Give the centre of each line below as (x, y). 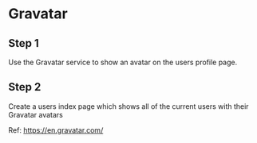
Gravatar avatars (36, 114)
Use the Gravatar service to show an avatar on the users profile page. (123, 62)
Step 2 (25, 87)
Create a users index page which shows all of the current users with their (128, 106)
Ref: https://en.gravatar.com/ (56, 130)
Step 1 (24, 43)
